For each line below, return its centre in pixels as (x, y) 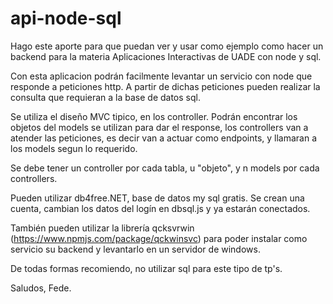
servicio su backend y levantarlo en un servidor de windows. (135, 249)
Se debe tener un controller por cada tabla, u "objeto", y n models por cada (165, 168)
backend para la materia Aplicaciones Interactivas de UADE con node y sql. (166, 56)
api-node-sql (66, 18)
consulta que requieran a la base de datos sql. (105, 97)
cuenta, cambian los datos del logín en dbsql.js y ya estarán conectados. (160, 208)
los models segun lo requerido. (74, 148)
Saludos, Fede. (41, 288)
